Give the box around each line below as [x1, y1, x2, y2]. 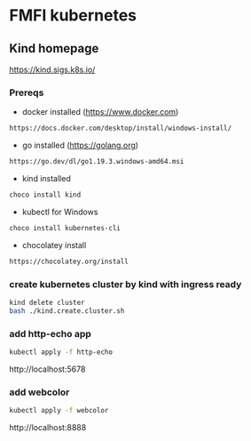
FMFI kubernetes [9, 5, 137, 26]
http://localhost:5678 [9, 364, 86, 374]
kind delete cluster [9, 298, 86, 307]
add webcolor [9, 386, 70, 398]
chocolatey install [21, 239, 87, 250]
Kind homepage [9, 41, 99, 56]
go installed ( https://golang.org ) [21, 140, 139, 151]
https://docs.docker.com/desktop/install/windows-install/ [9, 124, 232, 133]
